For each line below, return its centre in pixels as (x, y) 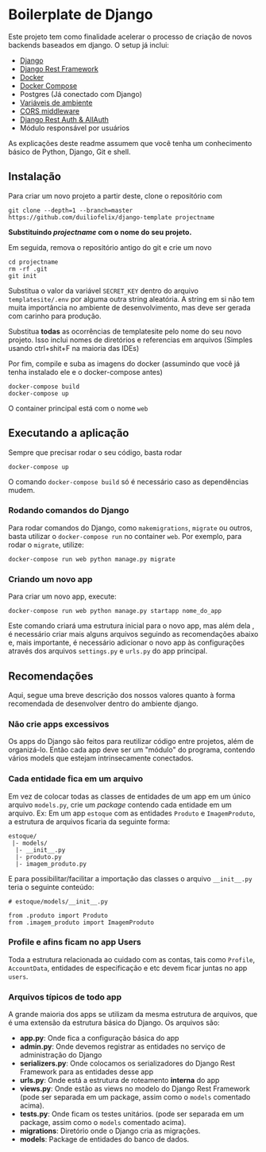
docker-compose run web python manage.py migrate (92, 559)
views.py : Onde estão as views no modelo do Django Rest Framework (135, 1088)
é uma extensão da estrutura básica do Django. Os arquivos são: (114, 1023)
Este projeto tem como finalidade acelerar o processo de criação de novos (130, 37)
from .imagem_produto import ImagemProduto (81, 923)
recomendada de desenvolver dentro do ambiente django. (103, 703)
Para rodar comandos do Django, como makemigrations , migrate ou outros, (130, 528)
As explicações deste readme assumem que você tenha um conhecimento (130, 143)
